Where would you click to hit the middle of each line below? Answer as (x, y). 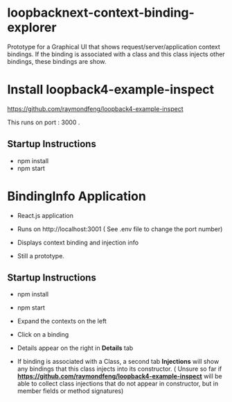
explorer (32, 27)
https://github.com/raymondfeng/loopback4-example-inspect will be (120, 376)
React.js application (45, 215)
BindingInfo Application (77, 196)
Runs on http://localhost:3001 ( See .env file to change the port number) (120, 229)
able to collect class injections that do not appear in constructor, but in (118, 384)
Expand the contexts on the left (62, 321)
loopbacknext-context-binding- (101, 13)
